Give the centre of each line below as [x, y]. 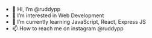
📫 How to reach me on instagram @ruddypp [68, 28]
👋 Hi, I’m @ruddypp [36, 9]
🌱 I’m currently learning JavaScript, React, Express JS [79, 22]
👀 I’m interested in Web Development [58, 15]
